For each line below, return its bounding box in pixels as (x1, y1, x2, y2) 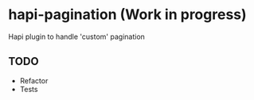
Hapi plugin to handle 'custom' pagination (8, 32, 146, 41)
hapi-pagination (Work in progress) (8, 6, 247, 24)
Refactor (19, 75, 49, 85)
